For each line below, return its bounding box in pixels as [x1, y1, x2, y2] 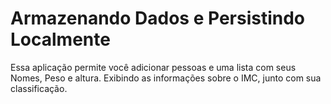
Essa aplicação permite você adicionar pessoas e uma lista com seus [10, 61, 297, 73]
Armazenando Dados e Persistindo [10, 7, 306, 30]
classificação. [10, 82, 68, 94]
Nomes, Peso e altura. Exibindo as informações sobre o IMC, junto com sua [10, 72, 322, 84]
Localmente [10, 28, 111, 51]
